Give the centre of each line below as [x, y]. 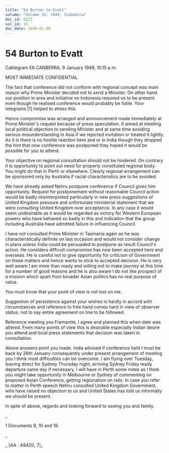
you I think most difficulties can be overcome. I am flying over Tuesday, [79, 359]
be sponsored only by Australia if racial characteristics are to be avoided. [81, 177]
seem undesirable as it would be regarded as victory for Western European [83, 213]
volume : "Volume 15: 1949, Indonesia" [46, 15]
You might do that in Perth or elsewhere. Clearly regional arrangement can [82, 171]
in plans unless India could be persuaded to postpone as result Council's [81, 244]
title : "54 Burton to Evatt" [36, 10]
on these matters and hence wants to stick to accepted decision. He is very [83, 261]
